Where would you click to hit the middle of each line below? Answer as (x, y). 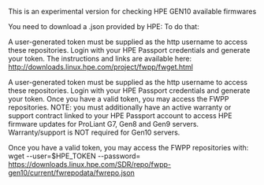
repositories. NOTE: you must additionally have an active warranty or (120, 107)
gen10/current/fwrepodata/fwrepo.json (72, 173)
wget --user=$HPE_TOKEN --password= (74, 156)
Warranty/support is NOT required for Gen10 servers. (94, 132)
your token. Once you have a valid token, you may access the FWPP (119, 99)
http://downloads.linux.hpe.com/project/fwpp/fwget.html (100, 67)
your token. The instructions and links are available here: (100, 59)
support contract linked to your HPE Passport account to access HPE (120, 116)
